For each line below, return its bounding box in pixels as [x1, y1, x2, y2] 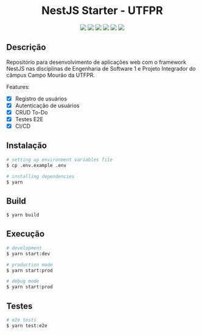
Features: [6, 83, 30, 90]
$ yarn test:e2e [6, 322, 47, 329]
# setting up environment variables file [6, 157, 113, 163]
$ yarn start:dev [6, 250, 50, 256]
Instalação [6, 141, 47, 151]
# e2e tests [6, 317, 37, 323]
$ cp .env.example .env [6, 162, 67, 168]
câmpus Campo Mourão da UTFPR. [6, 71, 96, 79]
